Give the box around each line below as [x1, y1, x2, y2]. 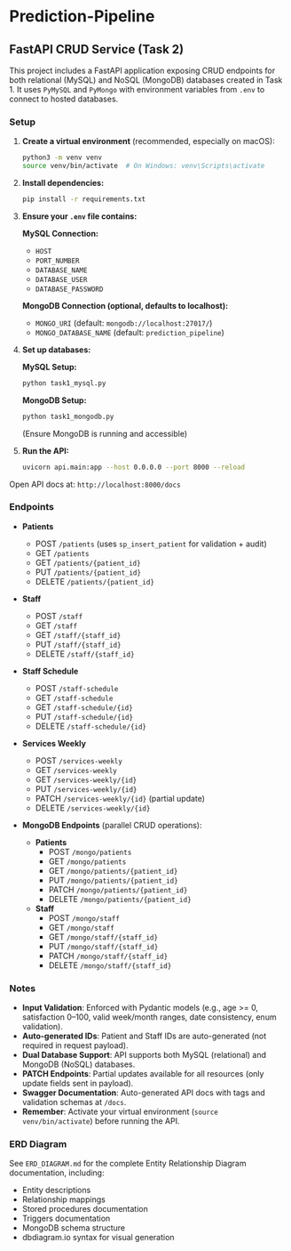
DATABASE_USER [35, 275, 88, 284]
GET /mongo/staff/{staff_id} [48, 932, 158, 942]
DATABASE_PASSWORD [35, 285, 104, 294]
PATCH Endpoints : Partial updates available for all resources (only [21, 1069, 264, 1079]
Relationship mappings [21, 1194, 106, 1205]
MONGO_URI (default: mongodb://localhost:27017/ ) [35, 318, 213, 328]
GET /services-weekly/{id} [35, 774, 138, 785]
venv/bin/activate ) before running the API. [21, 1116, 180, 1126]
